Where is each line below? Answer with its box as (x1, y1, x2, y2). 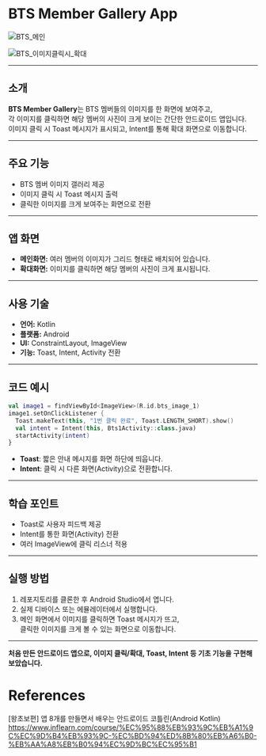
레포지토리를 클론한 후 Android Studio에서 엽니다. (19, 595, 174, 604)
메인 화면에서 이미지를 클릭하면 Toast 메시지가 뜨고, (19, 614, 180, 624)
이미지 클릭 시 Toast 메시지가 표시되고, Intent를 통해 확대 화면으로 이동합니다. (8, 123, 247, 133)
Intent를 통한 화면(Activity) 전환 (19, 530, 120, 539)
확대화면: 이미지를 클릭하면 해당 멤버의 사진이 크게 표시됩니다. (19, 264, 211, 274)
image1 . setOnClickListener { (8, 409, 104, 417)
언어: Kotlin (19, 320, 56, 329)
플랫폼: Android (19, 329, 70, 339)
